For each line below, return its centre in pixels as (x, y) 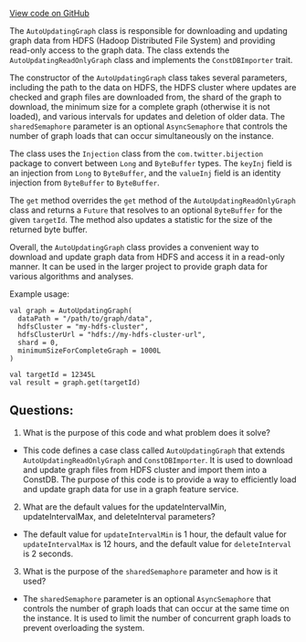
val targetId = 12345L (53, 374)
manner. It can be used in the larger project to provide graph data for (139, 267)
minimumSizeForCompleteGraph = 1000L (90, 351)
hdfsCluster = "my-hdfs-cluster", (83, 327)
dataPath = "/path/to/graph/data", (85, 319)
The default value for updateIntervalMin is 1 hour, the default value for (155, 534)
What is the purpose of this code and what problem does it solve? (147, 432)
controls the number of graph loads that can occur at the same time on (156, 608)
